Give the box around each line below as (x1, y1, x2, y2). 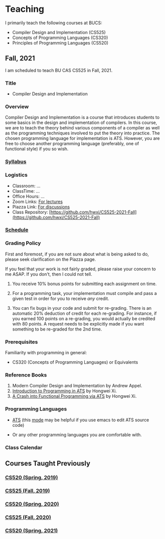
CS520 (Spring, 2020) (5, 500, 59, 507)
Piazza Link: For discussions (12, 204, 70, 209)
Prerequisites (5, 338, 38, 345)
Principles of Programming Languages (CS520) (12, 40, 108, 45)
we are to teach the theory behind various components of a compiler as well (5, 125, 160, 131)
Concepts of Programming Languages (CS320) (12, 35, 108, 41)
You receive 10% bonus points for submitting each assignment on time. (12, 281, 157, 287)
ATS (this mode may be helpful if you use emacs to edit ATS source (12, 416, 149, 423)
